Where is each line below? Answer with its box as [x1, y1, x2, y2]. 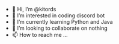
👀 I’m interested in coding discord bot [11, 12, 105, 19]
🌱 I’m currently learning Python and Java [11, 18, 113, 25]
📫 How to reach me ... [11, 32, 68, 38]
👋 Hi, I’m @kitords [11, 6, 56, 12]
